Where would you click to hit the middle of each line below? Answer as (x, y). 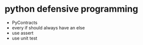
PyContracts (25, 22)
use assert (23, 33)
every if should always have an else (48, 27)
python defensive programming (71, 9)
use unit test (25, 38)
